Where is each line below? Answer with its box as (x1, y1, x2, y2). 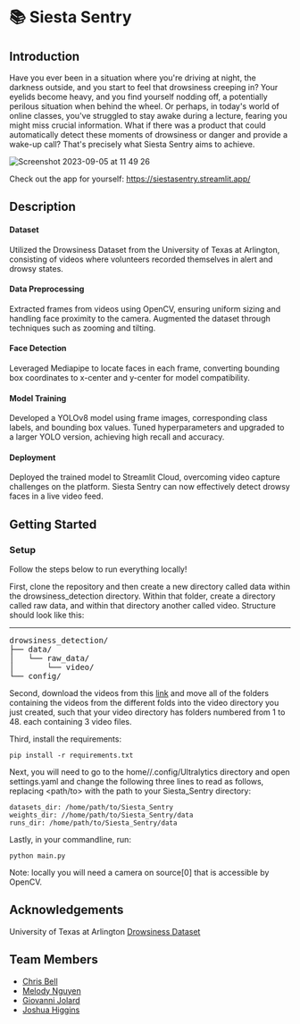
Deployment (9, 452, 56, 463)
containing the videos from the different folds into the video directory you (9, 698, 279, 709)
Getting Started (9, 516, 97, 532)
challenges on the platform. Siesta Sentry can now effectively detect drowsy (9, 482, 290, 492)
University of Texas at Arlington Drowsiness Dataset (9, 926, 201, 936)
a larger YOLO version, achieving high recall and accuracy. (9, 432, 225, 442)
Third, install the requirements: (9, 734, 122, 744)
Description (9, 199, 76, 214)
